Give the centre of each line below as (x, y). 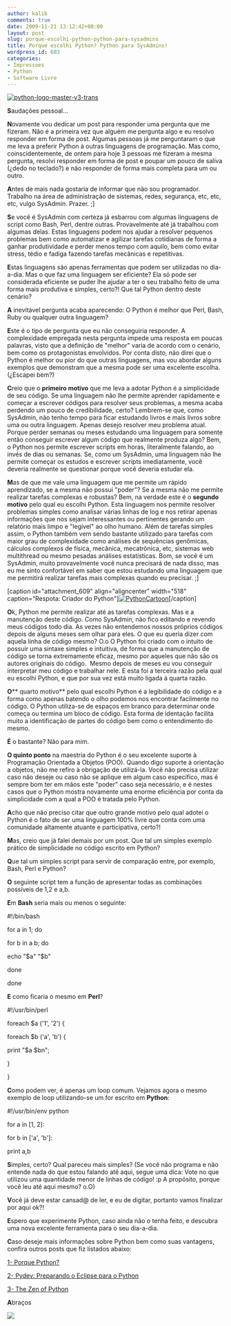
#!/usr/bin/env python (38, 1111)
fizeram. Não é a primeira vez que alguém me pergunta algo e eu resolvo (111, 131)
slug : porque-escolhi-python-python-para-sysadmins (83, 39)
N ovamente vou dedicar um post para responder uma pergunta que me (109, 124)
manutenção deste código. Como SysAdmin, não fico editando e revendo (111, 619)
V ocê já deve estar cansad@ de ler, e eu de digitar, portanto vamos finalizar (115, 1200)
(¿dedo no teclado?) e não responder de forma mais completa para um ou (112, 168)
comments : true (29, 20)
